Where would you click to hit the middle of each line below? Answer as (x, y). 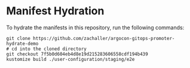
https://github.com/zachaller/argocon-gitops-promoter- (104, 38)
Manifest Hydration (55, 11)
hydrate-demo (22, 44)
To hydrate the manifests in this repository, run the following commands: (95, 27)
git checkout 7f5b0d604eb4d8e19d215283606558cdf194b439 (77, 54)
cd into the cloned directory (49, 49)
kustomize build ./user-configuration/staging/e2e (71, 59)
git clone (19, 38)
